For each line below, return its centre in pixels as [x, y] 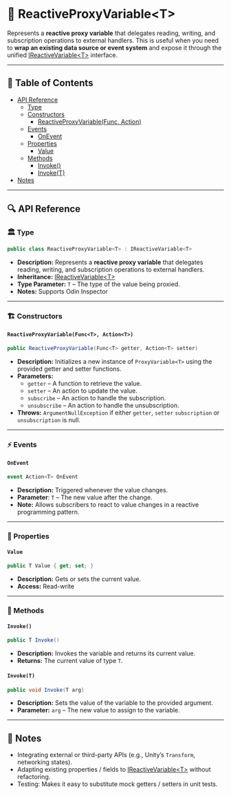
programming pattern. [48, 512]
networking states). [45, 762]
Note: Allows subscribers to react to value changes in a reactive [108, 505]
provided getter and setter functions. [69, 369]
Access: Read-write [45, 587]
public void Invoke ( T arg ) [46, 690]
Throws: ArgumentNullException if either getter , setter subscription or [118, 413]
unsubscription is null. [49, 420]
